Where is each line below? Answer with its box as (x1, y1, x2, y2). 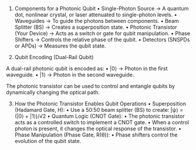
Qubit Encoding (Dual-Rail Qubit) (14, 54, 94, 60)
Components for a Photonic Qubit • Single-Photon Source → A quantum (14, 5, 189, 12)
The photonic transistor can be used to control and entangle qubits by (6, 83, 175, 90)
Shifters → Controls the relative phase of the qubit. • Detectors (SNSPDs (14, 36, 190, 43)
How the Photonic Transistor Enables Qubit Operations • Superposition (14, 100, 187, 107)
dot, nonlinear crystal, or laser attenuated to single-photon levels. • (14, 11, 177, 18)
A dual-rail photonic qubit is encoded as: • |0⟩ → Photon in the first (6, 65, 168, 72)
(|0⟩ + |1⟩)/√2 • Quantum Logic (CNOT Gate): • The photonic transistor (14, 112, 185, 120)
